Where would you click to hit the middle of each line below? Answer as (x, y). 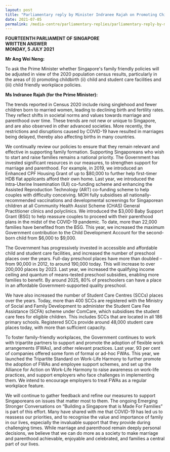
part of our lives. (22, 444)
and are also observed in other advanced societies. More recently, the (78, 126)
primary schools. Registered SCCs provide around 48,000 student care (79, 322)
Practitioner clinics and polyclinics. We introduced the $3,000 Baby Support (84, 211)
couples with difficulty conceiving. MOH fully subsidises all (67, 195)
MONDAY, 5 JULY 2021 (30, 49)
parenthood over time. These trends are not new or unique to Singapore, (81, 121)
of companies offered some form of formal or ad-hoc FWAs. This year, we (82, 354)
